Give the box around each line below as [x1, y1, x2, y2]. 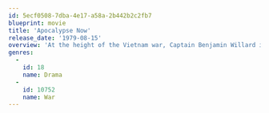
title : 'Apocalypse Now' [8, 26, 91, 34]
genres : [8, 49, 34, 56]
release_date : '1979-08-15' [8, 33, 102, 42]
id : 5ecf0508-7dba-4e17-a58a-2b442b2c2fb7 [8, 11, 152, 20]
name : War [22, 93, 56, 101]
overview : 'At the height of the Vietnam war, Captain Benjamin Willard [8, 41, 256, 49]
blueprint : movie [8, 19, 66, 27]
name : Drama [22, 71, 62, 79]
